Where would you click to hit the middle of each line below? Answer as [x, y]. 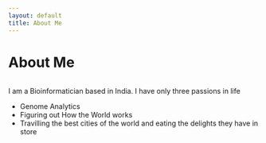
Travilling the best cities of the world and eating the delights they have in [139, 123]
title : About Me [35, 23]
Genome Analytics [50, 106]
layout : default [35, 15]
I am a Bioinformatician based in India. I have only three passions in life [124, 91]
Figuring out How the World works [76, 115]
